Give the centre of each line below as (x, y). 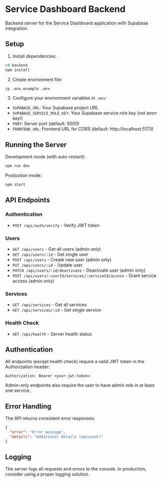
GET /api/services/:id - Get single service (57, 310)
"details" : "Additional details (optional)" (57, 437)
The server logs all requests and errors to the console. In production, (76, 469)
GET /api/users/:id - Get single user (50, 254)
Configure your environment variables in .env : (60, 98)
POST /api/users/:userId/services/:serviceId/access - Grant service (84, 275)
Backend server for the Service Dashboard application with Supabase (77, 23)
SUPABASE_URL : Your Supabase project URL (55, 108)
